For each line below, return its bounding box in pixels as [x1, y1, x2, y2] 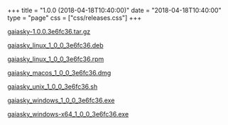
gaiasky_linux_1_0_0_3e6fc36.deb [7, 41, 104, 49]
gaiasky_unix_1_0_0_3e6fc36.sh [7, 82, 98, 91]
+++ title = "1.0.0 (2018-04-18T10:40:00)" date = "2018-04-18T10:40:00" [7, 6, 222, 14]
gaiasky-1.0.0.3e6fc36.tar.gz [7, 28, 91, 36]
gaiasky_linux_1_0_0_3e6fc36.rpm [7, 55, 104, 63]
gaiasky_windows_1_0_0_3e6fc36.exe [7, 96, 115, 104]
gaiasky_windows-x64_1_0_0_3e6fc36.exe [7, 110, 129, 118]
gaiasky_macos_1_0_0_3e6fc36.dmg [7, 69, 112, 77]
